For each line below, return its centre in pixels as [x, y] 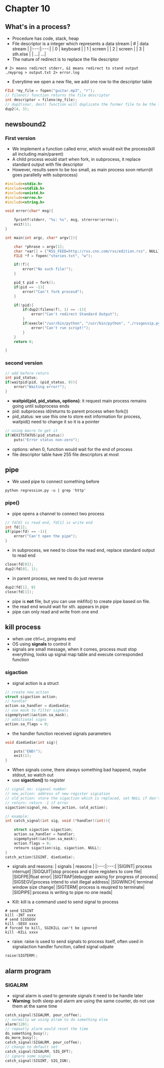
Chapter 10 [28, 9]
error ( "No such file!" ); [48, 269]
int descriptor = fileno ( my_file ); [41, 100]
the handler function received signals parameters [61, 733]
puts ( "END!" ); [28, 751]
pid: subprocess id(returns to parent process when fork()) [70, 411]
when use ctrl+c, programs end [44, 639]
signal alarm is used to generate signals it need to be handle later [78, 996]
